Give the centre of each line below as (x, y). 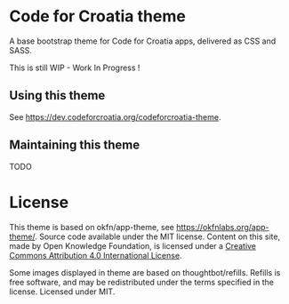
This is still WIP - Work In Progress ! (75, 68)
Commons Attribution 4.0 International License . (96, 255)
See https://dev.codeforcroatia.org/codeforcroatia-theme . (115, 116)
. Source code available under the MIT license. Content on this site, (157, 236)
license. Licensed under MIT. (62, 292)
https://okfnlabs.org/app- (223, 227)
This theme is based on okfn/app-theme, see (92, 227)
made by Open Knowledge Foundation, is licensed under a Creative (132, 245)
